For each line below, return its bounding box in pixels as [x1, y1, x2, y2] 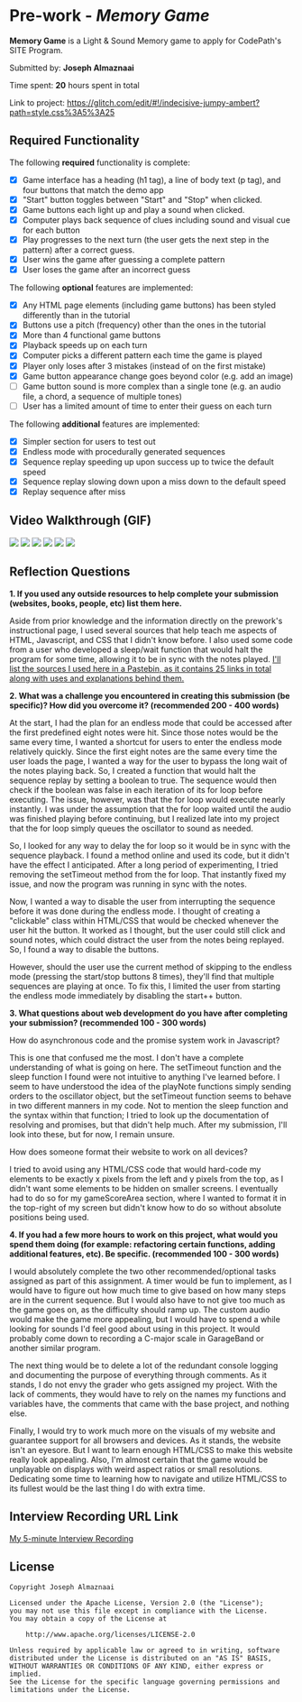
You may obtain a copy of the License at [9, 1615, 168, 1624]
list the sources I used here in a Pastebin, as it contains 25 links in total [9, 663, 272, 674]
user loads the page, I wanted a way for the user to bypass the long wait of [9, 755, 288, 767]
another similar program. [9, 1342, 101, 1353]
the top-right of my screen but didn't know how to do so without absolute [9, 1201, 282, 1213]
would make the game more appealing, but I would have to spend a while [9, 1313, 281, 1324]
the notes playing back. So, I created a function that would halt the [9, 765, 257, 776]
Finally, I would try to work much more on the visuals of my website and [9, 1425, 276, 1436]
